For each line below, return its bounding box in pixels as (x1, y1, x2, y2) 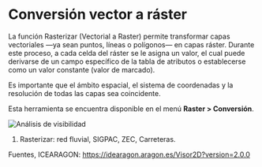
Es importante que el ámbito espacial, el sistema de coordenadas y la (8, 80, 234, 90)
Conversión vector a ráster (8, 6, 188, 24)
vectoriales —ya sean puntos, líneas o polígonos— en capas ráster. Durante (8, 39, 255, 49)
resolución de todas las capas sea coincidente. (8, 88, 161, 98)
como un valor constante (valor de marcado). (8, 65, 155, 74)
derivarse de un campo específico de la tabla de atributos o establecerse (8, 57, 246, 66)
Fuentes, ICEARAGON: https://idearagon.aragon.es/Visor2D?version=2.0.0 (8, 150, 251, 159)
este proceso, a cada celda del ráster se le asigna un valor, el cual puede (8, 48, 245, 58)
